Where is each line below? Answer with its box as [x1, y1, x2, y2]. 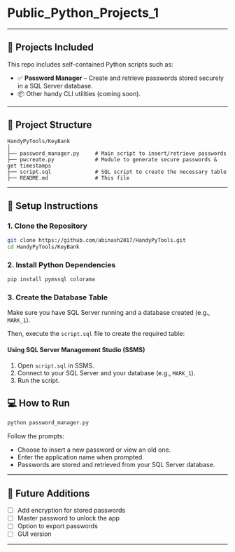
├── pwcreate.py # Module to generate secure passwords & [7, 156, 218, 163]
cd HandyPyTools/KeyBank [7, 243, 80, 250]
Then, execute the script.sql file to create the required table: [7, 330, 185, 338]
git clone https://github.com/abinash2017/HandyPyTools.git [7, 237, 187, 244]
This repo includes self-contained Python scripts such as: [7, 60, 173, 68]
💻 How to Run [7, 398, 70, 410]
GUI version [17, 530, 52, 538]
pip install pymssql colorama [7, 276, 96, 283]
